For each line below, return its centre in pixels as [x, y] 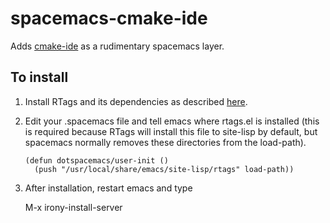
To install [39, 77]
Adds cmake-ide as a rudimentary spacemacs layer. [117, 46]
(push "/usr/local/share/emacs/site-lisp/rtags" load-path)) [164, 169]
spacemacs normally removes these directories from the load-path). [165, 142]
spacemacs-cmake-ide [109, 18]
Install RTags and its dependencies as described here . [136, 101]
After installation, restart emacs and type [108, 188]
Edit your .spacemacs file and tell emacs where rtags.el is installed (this [172, 121]
